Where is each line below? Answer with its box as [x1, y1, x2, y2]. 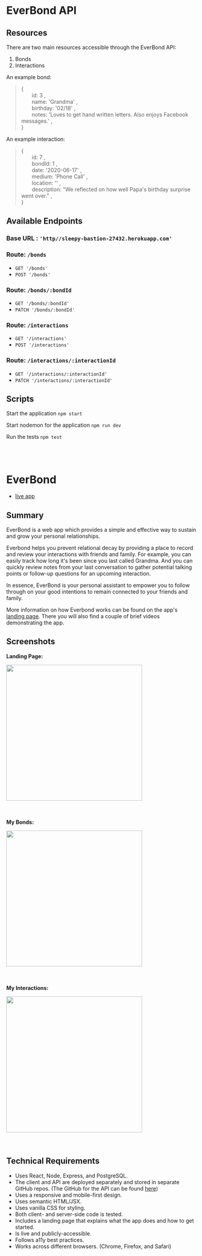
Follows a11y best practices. [14, 1236, 84, 1243]
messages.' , [21, 117, 53, 125]
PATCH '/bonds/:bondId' [14, 306, 75, 313]
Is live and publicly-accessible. [14, 1229, 92, 1237]
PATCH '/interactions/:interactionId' [14, 377, 113, 384]
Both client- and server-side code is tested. [14, 1210, 124, 1218]
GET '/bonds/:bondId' [14, 300, 69, 306]
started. [14, 1223, 35, 1231]
